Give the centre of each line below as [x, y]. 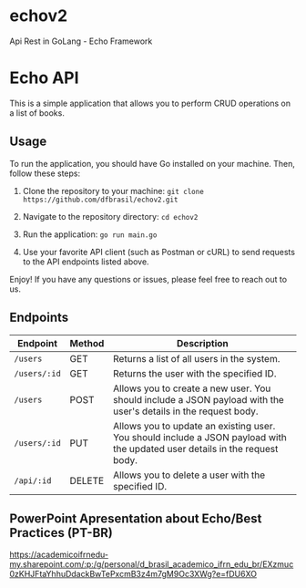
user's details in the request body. [186, 411]
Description [203, 343]
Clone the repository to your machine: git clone [113, 191]
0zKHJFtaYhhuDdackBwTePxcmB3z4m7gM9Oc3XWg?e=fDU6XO [133, 574]
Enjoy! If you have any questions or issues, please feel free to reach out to [148, 279]
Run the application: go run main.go [90, 234]
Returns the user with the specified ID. [195, 373]
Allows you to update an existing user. [194, 426]
